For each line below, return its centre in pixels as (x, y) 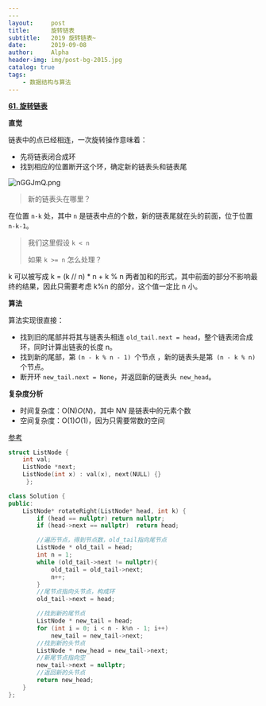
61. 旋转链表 (28, 106)
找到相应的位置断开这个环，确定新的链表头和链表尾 (103, 166)
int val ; (37, 460)
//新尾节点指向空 (61, 658)
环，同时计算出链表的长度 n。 (68, 347)
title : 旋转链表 (42, 30)
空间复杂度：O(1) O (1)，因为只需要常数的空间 (92, 420)
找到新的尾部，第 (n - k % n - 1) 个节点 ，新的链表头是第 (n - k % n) (138, 357)
